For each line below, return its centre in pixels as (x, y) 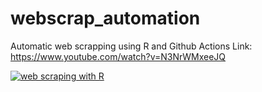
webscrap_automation (105, 18)
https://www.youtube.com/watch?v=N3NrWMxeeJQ (118, 56)
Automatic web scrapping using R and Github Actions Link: (131, 46)
